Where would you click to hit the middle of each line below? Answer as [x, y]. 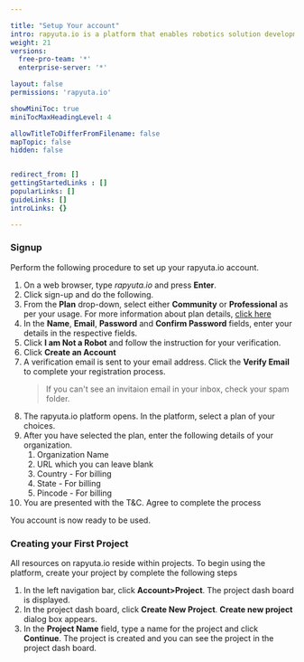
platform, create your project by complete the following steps [124, 573]
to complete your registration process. [94, 371]
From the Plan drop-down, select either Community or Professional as [156, 304]
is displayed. [46, 600]
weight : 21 [31, 43]
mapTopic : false [41, 142]
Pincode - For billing [74, 493]
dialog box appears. [60, 619]
